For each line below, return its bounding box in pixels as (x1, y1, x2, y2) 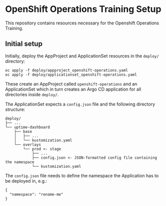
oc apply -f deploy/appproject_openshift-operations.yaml (5, 68, 128, 73)
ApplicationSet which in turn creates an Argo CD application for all (5, 86, 141, 92)
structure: (5, 106, 25, 112)
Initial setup (5, 40, 43, 48)
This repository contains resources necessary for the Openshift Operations (5, 20, 160, 26)
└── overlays (14, 142, 41, 147)
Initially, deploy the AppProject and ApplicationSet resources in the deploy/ (5, 53, 160, 59)
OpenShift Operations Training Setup (5, 3, 162, 15)
